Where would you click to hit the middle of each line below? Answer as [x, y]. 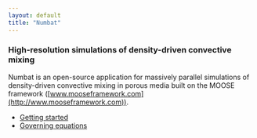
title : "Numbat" [34, 23]
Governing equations [53, 125]
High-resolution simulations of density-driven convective [120, 50]
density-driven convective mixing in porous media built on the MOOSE [121, 85]
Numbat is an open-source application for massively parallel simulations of [129, 77]
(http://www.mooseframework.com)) [67, 102]
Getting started [44, 117]
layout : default [34, 15]
